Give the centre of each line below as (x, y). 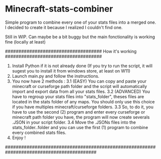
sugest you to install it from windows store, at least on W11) (71, 71)
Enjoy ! (19, 137)
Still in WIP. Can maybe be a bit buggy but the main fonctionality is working (80, 37)
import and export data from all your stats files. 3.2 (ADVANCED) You (81, 91)
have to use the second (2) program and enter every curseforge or (79, 112)
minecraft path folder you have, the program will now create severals (81, 117)
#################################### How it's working (71, 51)
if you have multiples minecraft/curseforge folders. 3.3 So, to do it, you (83, 107)
